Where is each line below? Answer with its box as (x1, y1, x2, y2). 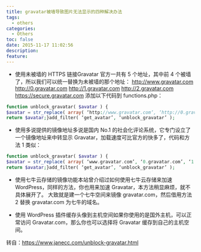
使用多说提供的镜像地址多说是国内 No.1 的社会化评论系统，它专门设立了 (14, 126, 191, 133)
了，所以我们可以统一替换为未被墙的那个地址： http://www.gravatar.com (14, 78, 194, 85)
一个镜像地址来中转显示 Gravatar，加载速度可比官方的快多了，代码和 (14, 134, 185, 141)
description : (6, 48, 39, 54)
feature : (6, 53, 28, 59)
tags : (6, 14, 20, 20)
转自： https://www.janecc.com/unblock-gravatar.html (6, 239, 139, 246)
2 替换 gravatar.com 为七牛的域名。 (14, 198, 103, 205)
